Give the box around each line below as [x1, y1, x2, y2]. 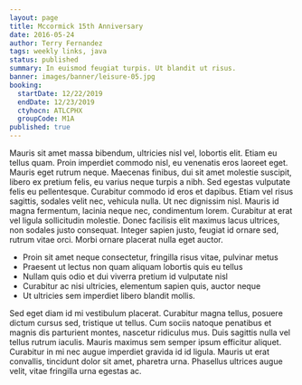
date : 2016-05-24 [9, 30, 75, 39]
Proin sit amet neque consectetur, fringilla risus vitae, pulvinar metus [22, 252, 278, 263]
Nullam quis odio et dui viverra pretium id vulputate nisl [22, 271, 229, 282]
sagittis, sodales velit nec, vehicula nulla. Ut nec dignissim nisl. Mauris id [9, 196, 279, 207]
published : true [9, 123, 71, 132]
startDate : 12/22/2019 [17, 89, 103, 98]
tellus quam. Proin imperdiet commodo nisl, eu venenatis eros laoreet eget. [9, 158, 288, 168]
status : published [9, 55, 79, 64]
